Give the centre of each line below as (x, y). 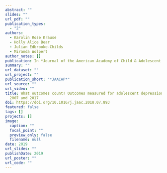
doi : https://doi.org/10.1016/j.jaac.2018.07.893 (58, 103)
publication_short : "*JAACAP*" (38, 79)
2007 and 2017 (24, 98)
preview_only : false (31, 135)
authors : (14, 33)
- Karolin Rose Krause (33, 38)
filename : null (25, 140)
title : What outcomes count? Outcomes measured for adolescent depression (84, 93)
